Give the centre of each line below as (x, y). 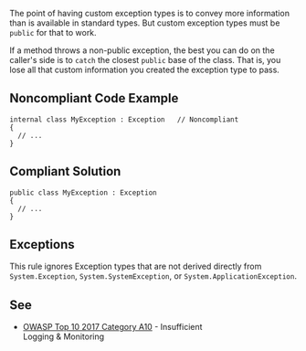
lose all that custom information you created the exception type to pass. (145, 69)
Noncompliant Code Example (94, 98)
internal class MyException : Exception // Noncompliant (124, 119)
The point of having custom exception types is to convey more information (150, 13)
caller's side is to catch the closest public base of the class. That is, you (145, 60)
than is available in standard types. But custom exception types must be (145, 23)
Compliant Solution (65, 171)
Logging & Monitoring (63, 336)
